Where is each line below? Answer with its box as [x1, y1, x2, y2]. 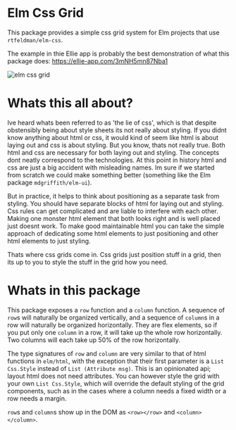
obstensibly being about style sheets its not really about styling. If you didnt [7, 125, 227, 134]
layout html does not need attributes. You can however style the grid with [7, 372, 220, 380]
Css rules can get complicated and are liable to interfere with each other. [7, 206, 218, 215]
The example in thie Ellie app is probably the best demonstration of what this [7, 49, 230, 58]
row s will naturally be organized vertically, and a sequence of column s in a [7, 313, 220, 322]
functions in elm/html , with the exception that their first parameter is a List [7, 357, 224, 365]
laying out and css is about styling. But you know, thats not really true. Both [7, 141, 225, 149]
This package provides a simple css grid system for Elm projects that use [7, 28, 220, 37]
